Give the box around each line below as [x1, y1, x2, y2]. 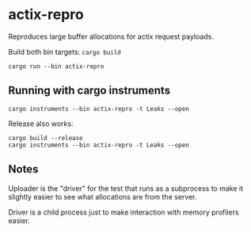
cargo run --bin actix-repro [8, 62, 105, 70]
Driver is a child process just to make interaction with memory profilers [8, 207, 239, 217]
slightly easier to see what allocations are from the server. [8, 192, 197, 201]
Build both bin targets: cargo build [8, 47, 121, 56]
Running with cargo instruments [8, 84, 171, 97]
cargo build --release [8, 134, 83, 142]
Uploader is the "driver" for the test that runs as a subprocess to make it [8, 184, 244, 193]
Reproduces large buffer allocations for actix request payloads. [8, 32, 214, 41]
